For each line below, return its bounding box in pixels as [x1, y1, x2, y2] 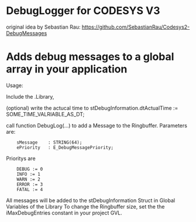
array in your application [6, 63, 128, 76]
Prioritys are [6, 155, 36, 162]
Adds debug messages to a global [6, 50, 174, 64]
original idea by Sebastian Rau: [6, 23, 81, 30]
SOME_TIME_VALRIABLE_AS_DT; [6, 110, 85, 117]
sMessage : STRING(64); [16, 139, 82, 145]
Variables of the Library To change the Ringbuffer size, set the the [6, 203, 165, 210]
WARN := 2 [16, 176, 41, 182]
